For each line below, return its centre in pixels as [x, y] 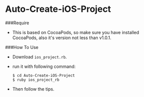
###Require [17, 23]
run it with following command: [44, 66]
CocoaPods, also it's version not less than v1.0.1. [62, 38]
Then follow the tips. [33, 89]
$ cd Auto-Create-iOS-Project [44, 75]
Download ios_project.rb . [39, 57]
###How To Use [22, 47]
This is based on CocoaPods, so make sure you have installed [76, 32]
